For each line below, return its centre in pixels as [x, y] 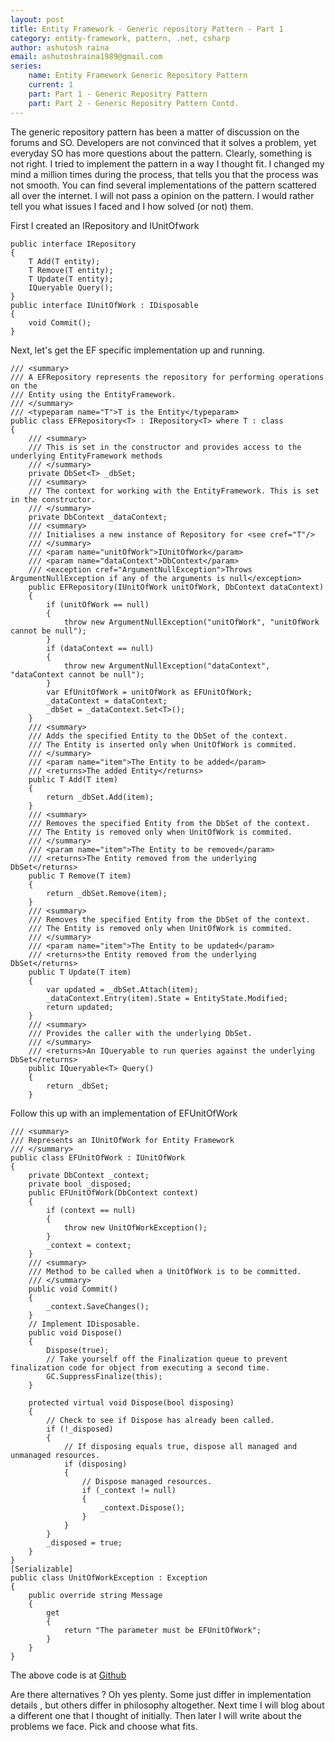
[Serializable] [42, 1569]
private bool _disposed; [80, 1184]
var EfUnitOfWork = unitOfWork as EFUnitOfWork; [149, 692]
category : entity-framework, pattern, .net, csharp [120, 38]
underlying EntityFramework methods [86, 456]
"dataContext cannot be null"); [77, 674]
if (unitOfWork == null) [98, 604]
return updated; [80, 1007]
